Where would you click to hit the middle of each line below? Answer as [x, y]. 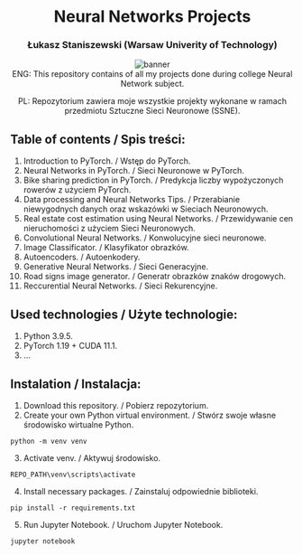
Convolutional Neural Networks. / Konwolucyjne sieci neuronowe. [145, 238]
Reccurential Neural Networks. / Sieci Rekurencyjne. [120, 286]
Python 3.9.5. [48, 336]
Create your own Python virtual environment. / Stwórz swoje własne [150, 415]
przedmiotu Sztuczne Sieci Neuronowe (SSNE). [152, 111]
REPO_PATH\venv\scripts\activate [73, 475]
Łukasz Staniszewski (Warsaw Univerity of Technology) [152, 45]
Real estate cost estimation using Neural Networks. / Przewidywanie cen [158, 219]
